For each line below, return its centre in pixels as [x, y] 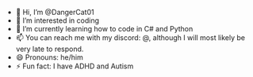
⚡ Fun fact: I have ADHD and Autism [75, 66]
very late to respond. [50, 49]
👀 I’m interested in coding [57, 20]
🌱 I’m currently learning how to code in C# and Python [104, 29]
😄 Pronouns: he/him [49, 57]
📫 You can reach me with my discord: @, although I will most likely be [130, 38]
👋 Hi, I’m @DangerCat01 [55, 12]
